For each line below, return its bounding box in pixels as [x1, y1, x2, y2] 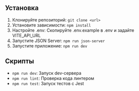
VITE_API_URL [12, 32, 41, 38]
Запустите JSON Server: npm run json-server [12, 38, 105, 44]
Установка [5, 4, 39, 12]
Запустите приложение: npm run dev [12, 43, 88, 48]
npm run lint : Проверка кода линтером [12, 75, 94, 81]
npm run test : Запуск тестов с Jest [12, 80, 84, 86]
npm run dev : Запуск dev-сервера [12, 70, 81, 76]
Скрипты [5, 57, 34, 66]
